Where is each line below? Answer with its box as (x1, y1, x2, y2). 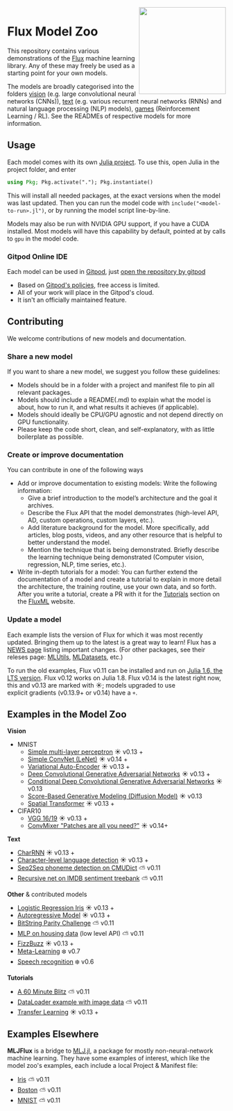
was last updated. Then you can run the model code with (7, 198, 170, 207)
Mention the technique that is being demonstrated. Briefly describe (27, 546, 220, 554)
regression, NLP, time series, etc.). (27, 560, 127, 569)
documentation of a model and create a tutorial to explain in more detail (17, 575, 222, 583)
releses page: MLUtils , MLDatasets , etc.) (7, 653, 123, 661)
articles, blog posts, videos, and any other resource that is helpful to (27, 531, 223, 540)
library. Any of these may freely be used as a (7, 61, 135, 70)
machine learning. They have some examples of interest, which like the (7, 1054, 210, 1062)
